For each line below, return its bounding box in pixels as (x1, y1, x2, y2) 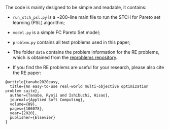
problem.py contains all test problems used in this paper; (12, 39, 131, 45)
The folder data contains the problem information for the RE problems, (12, 49, 160, 55)
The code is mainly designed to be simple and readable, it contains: (5, 5, 147, 10)
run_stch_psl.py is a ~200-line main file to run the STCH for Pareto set (12, 14, 161, 20)
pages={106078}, (10, 106, 44, 111)
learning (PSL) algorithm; (12, 20, 65, 25)
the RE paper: (12, 70, 42, 76)
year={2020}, (10, 111, 38, 116)
